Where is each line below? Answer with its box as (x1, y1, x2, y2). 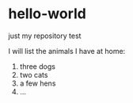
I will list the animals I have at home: (8, 46, 126, 55)
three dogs (19, 61, 55, 71)
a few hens (19, 78, 56, 88)
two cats (19, 70, 48, 79)
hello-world (8, 5, 87, 23)
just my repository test (8, 31, 82, 40)
